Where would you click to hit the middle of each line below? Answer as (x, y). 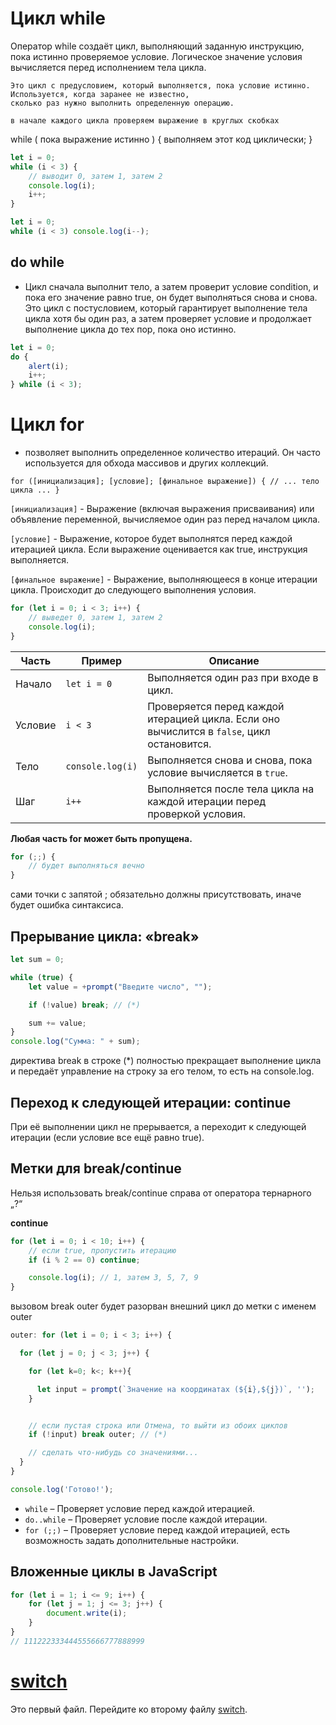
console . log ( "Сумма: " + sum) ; (75, 1042)
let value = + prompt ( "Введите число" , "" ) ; (120, 987)
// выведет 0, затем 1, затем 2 (95, 617)
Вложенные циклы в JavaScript (114, 1572)
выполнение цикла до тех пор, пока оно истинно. (130, 329)
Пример (102, 660)
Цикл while (58, 18)
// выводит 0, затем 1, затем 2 (95, 176)
